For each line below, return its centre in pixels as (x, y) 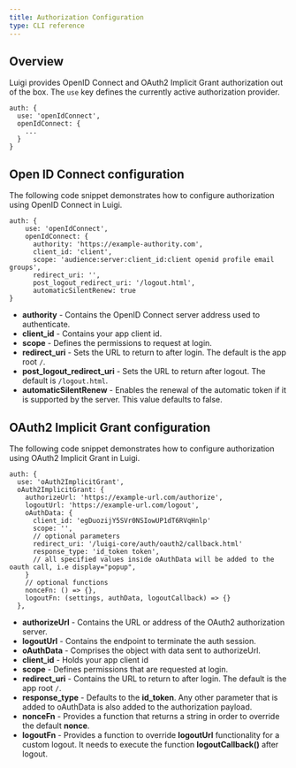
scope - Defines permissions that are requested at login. (125, 669)
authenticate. (46, 325)
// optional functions (67, 582)
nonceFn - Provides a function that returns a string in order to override (151, 716)
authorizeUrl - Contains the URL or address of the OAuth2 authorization (153, 622)
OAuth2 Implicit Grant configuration (110, 427)
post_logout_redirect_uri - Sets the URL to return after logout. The (144, 372)
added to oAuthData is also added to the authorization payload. (137, 707)
